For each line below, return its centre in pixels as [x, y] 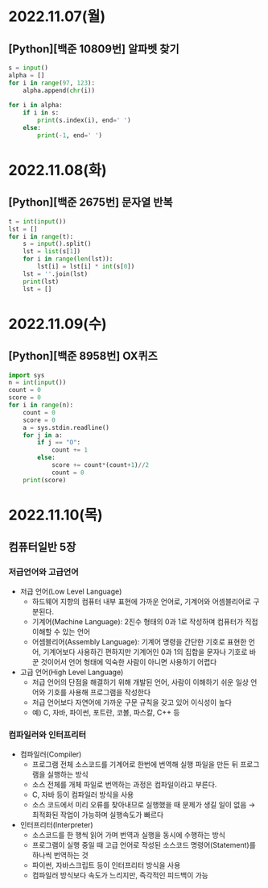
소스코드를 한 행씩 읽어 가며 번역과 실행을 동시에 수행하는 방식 [128, 835]
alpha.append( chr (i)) [59, 90]
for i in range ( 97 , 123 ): [52, 83]
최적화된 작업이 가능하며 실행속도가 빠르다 [98, 815]
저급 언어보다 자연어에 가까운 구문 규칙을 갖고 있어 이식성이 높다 [132, 702]
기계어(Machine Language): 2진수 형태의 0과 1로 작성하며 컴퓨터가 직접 [145, 621]
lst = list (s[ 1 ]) [52, 252]
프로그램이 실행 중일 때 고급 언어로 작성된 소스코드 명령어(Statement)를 [144, 844]
